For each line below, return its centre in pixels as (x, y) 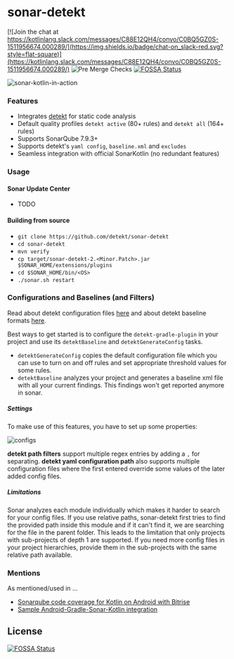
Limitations (24, 492)
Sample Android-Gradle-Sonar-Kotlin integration (87, 610)
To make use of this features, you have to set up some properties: (103, 426)
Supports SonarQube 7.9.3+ (58, 139)
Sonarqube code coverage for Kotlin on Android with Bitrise (104, 602)
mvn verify (33, 251)
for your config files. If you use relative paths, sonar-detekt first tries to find (117, 517)
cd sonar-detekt (41, 244)
